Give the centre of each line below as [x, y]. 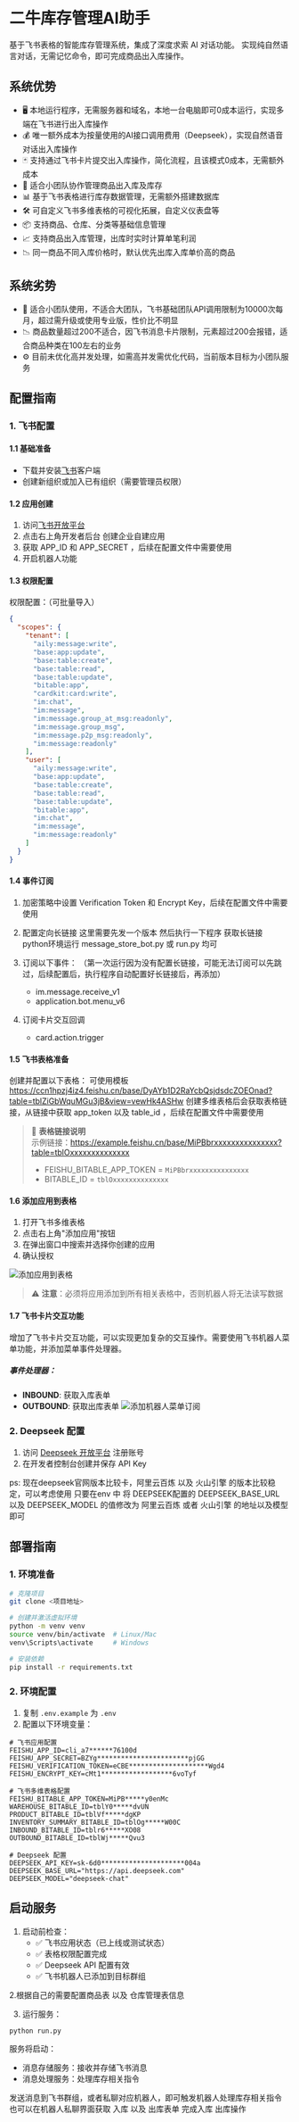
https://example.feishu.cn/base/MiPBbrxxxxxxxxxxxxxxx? [176, 1142]
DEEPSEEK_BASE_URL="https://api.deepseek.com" [97, 1870]
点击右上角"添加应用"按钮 [69, 1233]
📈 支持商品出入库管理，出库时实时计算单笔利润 [109, 238]
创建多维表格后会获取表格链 [236, 1101]
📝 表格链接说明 [58, 1131]
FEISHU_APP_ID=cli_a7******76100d [73, 1750]
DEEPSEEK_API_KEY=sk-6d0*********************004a [105, 1863]
